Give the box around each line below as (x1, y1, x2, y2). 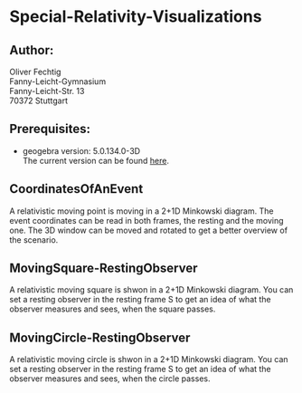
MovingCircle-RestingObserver (9, 330, 191, 345)
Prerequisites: (9, 121, 90, 137)
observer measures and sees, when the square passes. (9, 303, 216, 314)
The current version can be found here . (22, 155, 170, 166)
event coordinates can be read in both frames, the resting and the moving (9, 215, 284, 225)
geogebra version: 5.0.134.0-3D (22, 145, 141, 156)
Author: (9, 43, 54, 58)
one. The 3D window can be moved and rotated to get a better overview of (9, 225, 288, 235)
